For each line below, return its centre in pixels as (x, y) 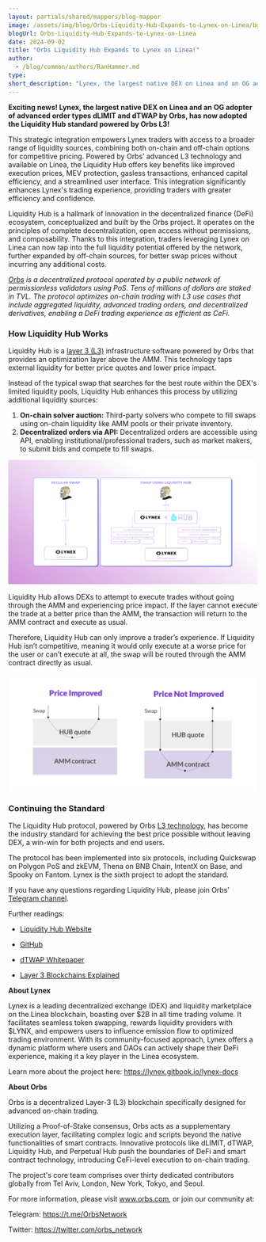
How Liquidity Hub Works (58, 333)
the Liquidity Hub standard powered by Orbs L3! (89, 124)
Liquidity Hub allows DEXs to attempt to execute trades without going (122, 597)
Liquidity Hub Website (56, 929)
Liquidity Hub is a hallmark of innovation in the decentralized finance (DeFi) (131, 213)
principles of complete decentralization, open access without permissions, (130, 230)
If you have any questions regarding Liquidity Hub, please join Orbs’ (119, 890)
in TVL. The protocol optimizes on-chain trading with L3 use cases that (125, 296)
